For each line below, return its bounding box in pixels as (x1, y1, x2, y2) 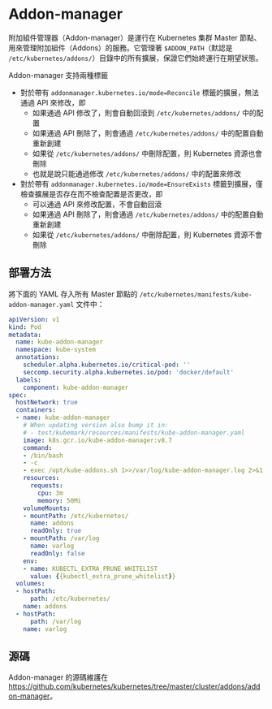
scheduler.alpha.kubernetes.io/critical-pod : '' (23, 361, 191, 369)
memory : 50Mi (37, 496, 82, 504)
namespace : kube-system (15, 346, 96, 354)
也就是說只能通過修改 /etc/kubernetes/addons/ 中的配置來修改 (32, 168, 242, 179)
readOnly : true (29, 527, 82, 535)
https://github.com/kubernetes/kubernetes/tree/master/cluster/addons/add (8, 681, 261, 691)
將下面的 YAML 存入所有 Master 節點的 (8, 289, 138, 299)
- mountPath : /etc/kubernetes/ (23, 512, 129, 520)
